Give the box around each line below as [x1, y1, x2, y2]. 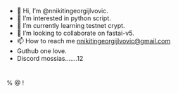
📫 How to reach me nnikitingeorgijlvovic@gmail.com [16, 37, 171, 45]
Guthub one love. [16, 47, 68, 55]
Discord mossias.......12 [16, 55, 84, 62]
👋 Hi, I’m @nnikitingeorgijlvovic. [16, 7, 108, 15]
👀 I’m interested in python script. [16, 14, 112, 22]
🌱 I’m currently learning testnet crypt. [16, 22, 125, 29]
